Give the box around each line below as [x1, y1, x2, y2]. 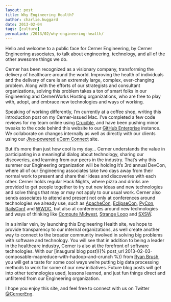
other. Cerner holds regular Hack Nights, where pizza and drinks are [5, 179, 149, 184]
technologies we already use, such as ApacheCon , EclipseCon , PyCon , [5, 200, 155, 206]
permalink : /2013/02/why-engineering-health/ [5, 31, 104, 36]
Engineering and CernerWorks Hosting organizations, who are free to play [5, 93, 161, 99]
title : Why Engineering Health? [5, 12, 74, 17]
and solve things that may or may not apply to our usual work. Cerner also [5, 189, 161, 195]
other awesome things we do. [5, 56, 68, 62]
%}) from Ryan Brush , [114, 254, 160, 260]
